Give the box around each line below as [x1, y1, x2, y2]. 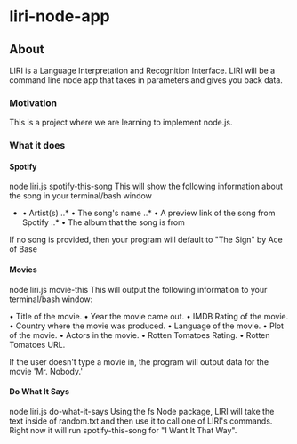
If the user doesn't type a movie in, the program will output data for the [9, 356, 269, 367]
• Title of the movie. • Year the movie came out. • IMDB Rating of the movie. [9, 311, 289, 321]
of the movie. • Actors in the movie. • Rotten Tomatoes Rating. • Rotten [9, 329, 270, 340]
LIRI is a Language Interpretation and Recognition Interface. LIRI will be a [9, 65, 276, 76]
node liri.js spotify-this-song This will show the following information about [9, 181, 283, 192]
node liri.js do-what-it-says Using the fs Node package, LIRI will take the [9, 406, 275, 416]
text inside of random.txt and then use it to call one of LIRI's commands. [9, 416, 273, 426]
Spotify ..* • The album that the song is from [21, 217, 185, 228]
